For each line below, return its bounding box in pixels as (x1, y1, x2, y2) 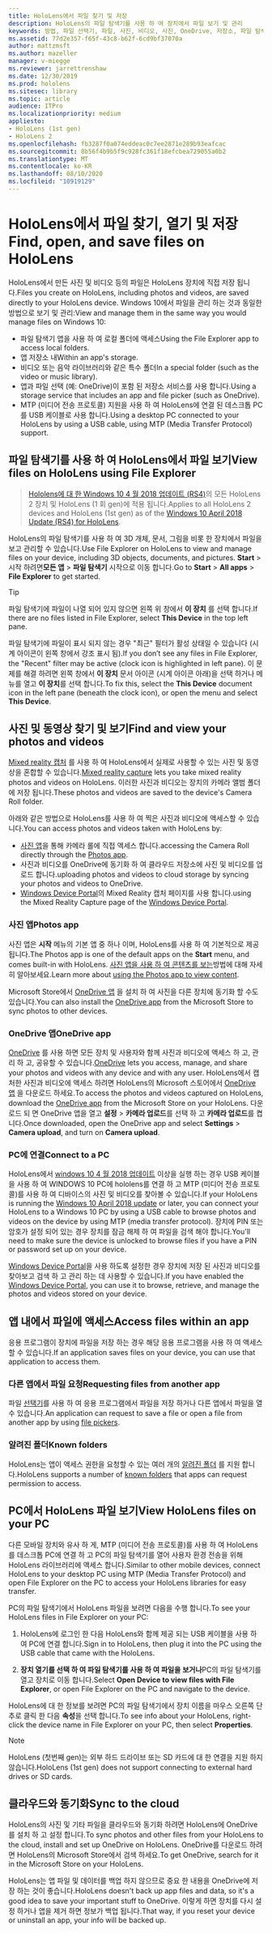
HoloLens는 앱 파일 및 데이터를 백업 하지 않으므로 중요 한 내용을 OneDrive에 (8, 1876, 250, 1886)
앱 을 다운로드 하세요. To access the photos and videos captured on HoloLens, (8, 1088, 264, 1098)
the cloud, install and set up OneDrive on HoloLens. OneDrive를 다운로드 (8, 1840, 249, 1850)
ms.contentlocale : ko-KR (8, 163, 92, 171)
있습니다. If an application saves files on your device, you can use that (25, 1348, 256, 1357)
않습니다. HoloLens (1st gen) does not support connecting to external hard (8, 1762, 253, 1772)
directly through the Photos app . (19, 850, 128, 860)
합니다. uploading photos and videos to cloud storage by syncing (35, 869, 249, 879)
